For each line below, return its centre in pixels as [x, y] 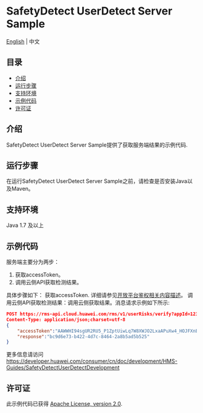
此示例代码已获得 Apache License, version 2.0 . [64, 404]
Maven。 [23, 189]
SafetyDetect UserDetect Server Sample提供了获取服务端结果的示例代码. [97, 145]
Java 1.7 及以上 [25, 225]
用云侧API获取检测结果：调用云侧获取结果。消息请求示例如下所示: [88, 303]
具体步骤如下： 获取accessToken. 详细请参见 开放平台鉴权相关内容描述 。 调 [100, 295]
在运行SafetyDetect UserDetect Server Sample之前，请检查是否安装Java [97, 181]
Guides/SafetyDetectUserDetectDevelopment [63, 368]
